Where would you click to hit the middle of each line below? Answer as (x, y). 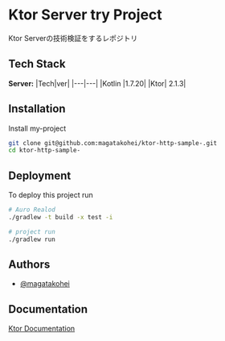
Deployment (40, 175)
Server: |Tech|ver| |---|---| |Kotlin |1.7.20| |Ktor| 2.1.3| (97, 83)
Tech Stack (37, 64)
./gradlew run (32, 239)
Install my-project (37, 128)
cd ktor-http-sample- (45, 151)
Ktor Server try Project (85, 15)
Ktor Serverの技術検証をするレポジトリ (73, 38)
